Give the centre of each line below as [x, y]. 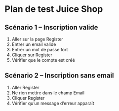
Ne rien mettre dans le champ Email [48, 93]
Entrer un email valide [34, 44]
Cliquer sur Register [32, 55]
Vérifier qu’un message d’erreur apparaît [53, 103]
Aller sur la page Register [38, 39]
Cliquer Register [28, 98]
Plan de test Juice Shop [54, 9]
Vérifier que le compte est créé [43, 60]
